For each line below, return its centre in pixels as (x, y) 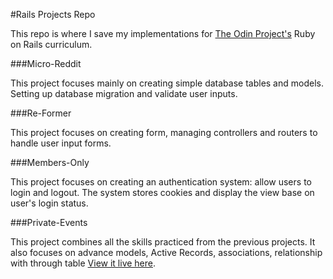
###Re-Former (41, 113)
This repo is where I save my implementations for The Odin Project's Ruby (163, 33)
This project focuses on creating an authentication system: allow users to (161, 182)
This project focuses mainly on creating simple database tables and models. (167, 83)
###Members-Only (50, 162)
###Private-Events (49, 222)
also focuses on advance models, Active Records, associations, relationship (166, 252)
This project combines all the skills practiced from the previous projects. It (163, 242)
